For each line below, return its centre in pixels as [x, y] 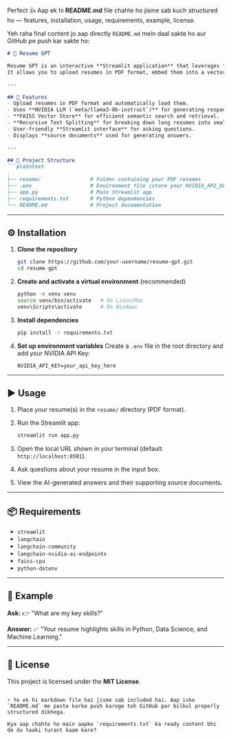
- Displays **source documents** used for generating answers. [100, 135]
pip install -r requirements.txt [65, 333]
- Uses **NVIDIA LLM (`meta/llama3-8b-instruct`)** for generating [106, 110]
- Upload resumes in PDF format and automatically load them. [98, 103]
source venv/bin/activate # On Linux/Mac [80, 300]
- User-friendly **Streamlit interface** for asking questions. [101, 129]
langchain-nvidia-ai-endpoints [62, 554]
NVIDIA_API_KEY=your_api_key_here [66, 366]
